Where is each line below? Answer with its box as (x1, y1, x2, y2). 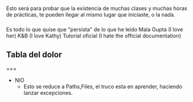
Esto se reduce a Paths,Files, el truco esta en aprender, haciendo (23, 82, 182, 90)
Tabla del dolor (6, 49, 62, 59)
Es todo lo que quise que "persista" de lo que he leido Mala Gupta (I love (6, 26, 184, 33)
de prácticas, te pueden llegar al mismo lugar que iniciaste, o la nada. (6, 11, 176, 18)
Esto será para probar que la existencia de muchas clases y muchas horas (6, 5, 188, 12)
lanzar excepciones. (23, 89, 73, 96)
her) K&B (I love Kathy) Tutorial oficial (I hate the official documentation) (6, 32, 182, 40)
